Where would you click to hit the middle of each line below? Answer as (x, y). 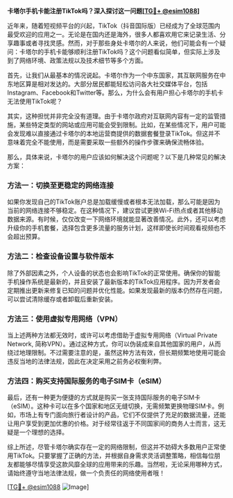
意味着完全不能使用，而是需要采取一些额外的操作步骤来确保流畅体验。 (107, 142)
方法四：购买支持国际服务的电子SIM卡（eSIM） (87, 380)
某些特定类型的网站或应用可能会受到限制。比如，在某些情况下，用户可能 (122, 125)
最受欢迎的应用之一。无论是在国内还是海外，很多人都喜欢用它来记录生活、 (113, 34)
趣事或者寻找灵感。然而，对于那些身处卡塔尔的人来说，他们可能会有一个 (116, 43)
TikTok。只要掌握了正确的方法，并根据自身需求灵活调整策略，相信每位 (114, 456)
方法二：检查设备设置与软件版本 (61, 257)
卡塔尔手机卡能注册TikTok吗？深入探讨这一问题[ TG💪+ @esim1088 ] (103, 11)
